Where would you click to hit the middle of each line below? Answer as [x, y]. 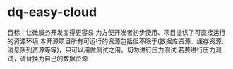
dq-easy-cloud [52, 12]
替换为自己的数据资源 [57, 58]
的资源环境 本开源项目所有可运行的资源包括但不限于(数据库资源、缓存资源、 [118, 41]
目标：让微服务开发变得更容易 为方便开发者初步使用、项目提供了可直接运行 [116, 32]
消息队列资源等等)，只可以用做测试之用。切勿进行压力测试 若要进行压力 [112, 49]
